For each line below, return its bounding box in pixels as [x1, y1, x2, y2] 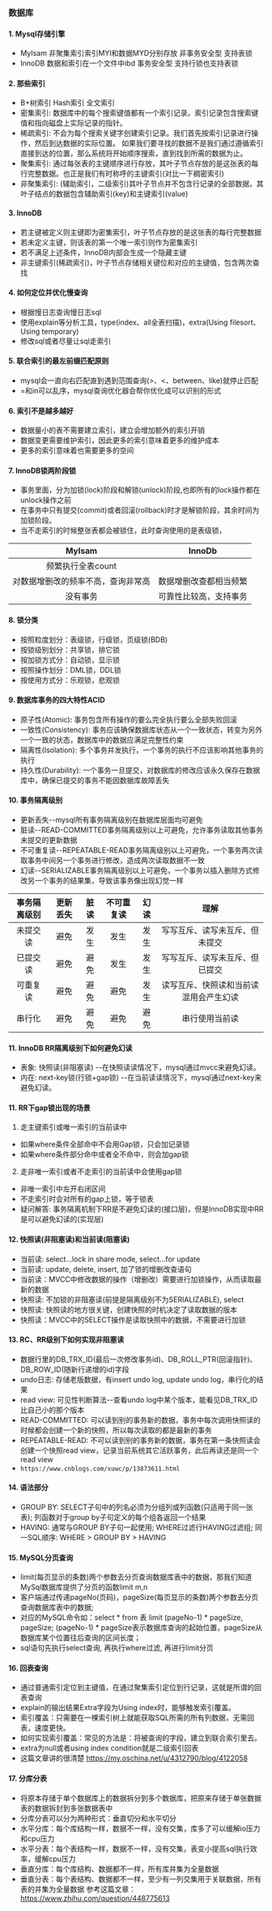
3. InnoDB [8, 208, 42, 218]
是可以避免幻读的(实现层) [19, 1215, 104, 1224]
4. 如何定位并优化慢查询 [8, 287, 88, 297]
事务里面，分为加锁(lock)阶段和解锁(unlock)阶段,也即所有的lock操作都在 [19, 485, 261, 495]
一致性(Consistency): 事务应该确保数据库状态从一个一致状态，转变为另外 [19, 725, 263, 734]
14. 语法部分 [8, 1483, 49, 1492]
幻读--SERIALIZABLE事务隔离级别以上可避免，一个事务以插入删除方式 [19, 865, 253, 875]
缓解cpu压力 [34, 1854, 76, 1863]
